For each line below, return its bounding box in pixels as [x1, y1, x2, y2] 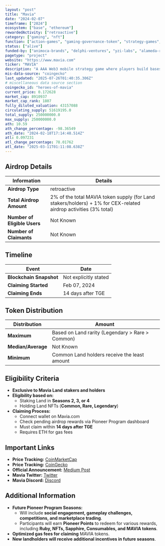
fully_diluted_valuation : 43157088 [5, 103, 78, 108]
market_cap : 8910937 [5, 94, 48, 99]
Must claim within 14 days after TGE [19, 424, 93, 430]
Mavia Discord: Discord [12, 477, 61, 483]
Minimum [7, 355, 30, 362]
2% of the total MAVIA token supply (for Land [50, 193, 155, 200]
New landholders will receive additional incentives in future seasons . [12, 536, 156, 542]
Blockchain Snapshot [7, 273, 58, 280]
